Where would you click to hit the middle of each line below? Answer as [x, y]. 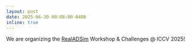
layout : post [22, 11]
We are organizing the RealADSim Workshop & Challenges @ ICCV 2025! [96, 39]
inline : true [22, 22]
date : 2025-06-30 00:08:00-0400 [46, 17]
